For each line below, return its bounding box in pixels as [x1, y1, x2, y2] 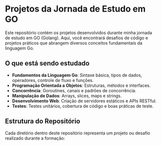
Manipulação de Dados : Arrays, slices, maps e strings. [12, 93, 122, 98]
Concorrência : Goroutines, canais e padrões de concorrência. [12, 87, 136, 93]
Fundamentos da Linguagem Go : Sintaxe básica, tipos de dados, [12, 72, 142, 78]
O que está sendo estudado [5, 59, 90, 67]
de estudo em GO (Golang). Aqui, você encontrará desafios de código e [5, 35, 148, 41]
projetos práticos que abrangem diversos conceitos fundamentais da [5, 40, 143, 46]
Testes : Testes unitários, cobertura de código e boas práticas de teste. [12, 103, 154, 109]
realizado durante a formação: [5, 135, 65, 141]
